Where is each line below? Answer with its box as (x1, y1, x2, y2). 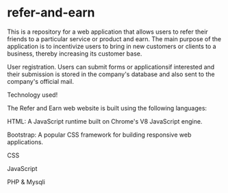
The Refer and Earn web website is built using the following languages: (7, 104, 207, 112)
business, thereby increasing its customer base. (7, 49, 142, 58)
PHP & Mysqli (7, 177, 46, 186)
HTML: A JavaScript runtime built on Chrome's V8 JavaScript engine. (7, 117, 203, 125)
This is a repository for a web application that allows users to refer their (7, 27, 209, 36)
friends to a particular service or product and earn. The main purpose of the (7, 34, 222, 43)
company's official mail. (7, 77, 74, 85)
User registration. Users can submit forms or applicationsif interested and (7, 63, 215, 71)
